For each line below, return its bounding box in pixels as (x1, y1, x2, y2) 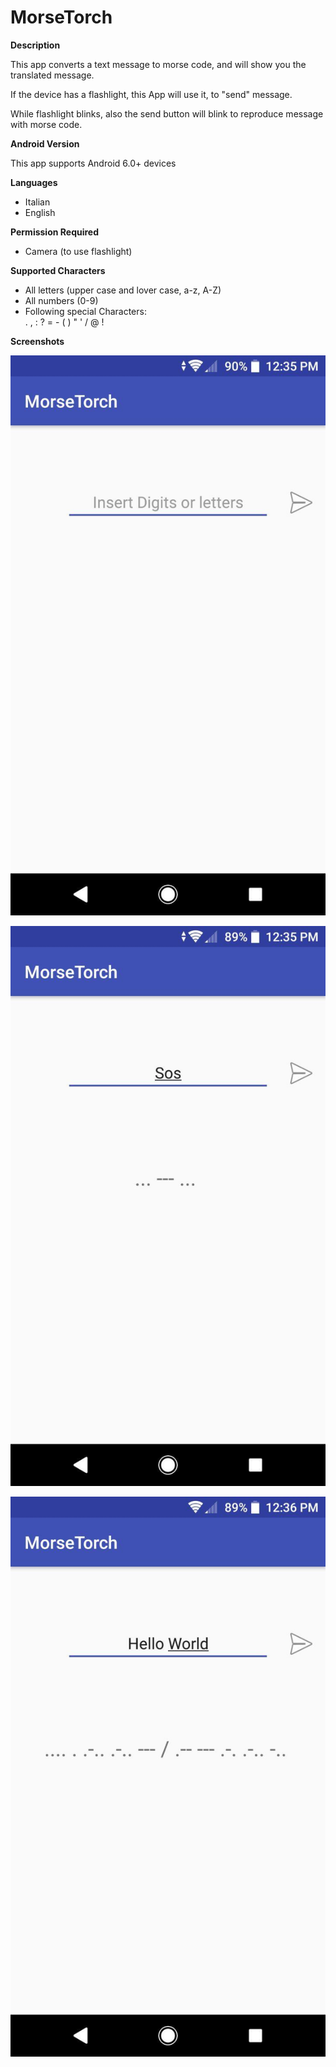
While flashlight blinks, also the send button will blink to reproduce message (10, 107, 324, 120)
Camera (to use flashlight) (24, 245, 133, 257)
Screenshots (10, 335, 65, 347)
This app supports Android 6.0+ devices (10, 157, 177, 169)
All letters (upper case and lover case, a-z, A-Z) (24, 284, 222, 296)
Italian (24, 196, 51, 208)
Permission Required (10, 226, 99, 238)
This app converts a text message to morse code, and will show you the (10, 58, 307, 70)
